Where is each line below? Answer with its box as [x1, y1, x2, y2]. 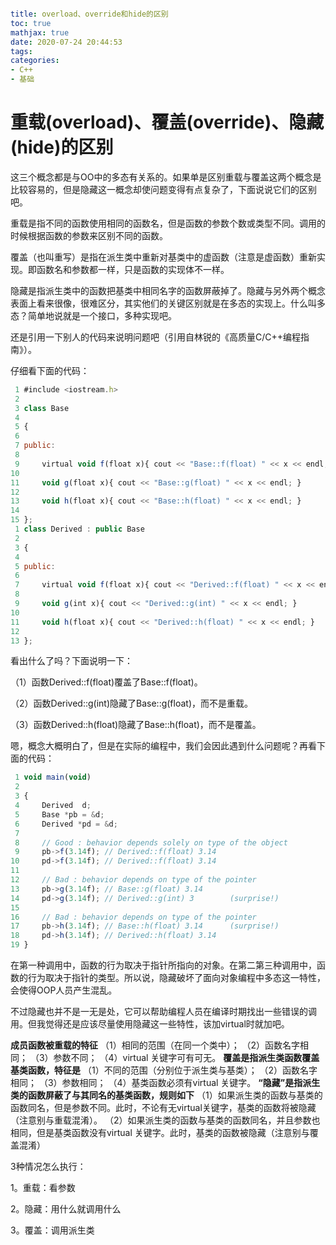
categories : [10, 56, 60, 66]
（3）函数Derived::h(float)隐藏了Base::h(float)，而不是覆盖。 [10, 719, 262, 731]
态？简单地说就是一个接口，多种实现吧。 [10, 309, 177, 321]
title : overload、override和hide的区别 [10, 9, 169, 19]
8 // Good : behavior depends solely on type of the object [14, 837, 288, 848]
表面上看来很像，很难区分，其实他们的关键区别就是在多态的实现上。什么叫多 [10, 297, 326, 309]
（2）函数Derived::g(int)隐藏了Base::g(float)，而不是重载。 [10, 697, 254, 710]
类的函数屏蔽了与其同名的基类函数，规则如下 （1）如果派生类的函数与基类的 [10, 1089, 323, 1101]
